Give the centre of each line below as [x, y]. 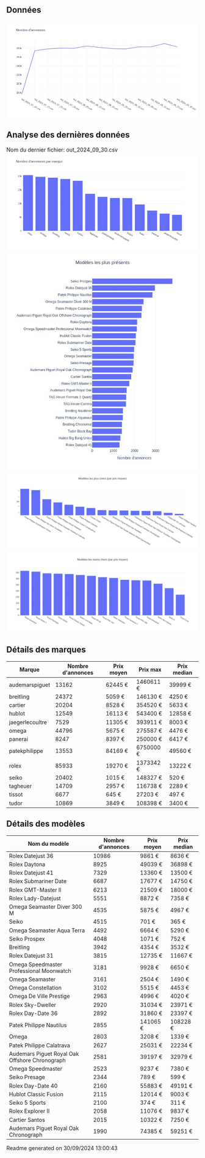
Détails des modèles [46, 824]
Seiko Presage [27, 1077]
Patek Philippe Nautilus [38, 1025]
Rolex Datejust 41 [31, 873]
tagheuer [20, 786]
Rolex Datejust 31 [31, 956]
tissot [16, 794]
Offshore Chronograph [37, 1060]
